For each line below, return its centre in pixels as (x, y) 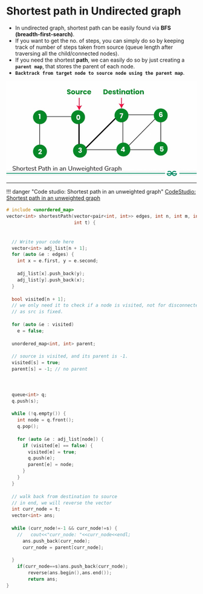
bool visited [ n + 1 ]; (39, 299)
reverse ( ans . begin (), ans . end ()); (70, 573)
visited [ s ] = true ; (36, 363)
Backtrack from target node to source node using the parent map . (100, 72)
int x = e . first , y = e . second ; (58, 261)
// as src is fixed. (37, 312)
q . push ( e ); (42, 458)
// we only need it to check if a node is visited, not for (89, 305)
